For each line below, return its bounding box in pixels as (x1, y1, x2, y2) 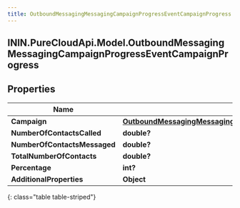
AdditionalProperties (11, 174, 84, 184)
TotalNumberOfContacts (11, 151, 97, 161)
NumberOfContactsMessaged (11, 140, 116, 150)
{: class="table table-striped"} (7, 192, 96, 201)
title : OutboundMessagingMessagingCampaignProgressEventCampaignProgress (7, 10, 232, 18)
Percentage (11, 162, 51, 172)
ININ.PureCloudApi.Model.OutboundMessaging (7, 37, 225, 49)
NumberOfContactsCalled (11, 128, 101, 137)
